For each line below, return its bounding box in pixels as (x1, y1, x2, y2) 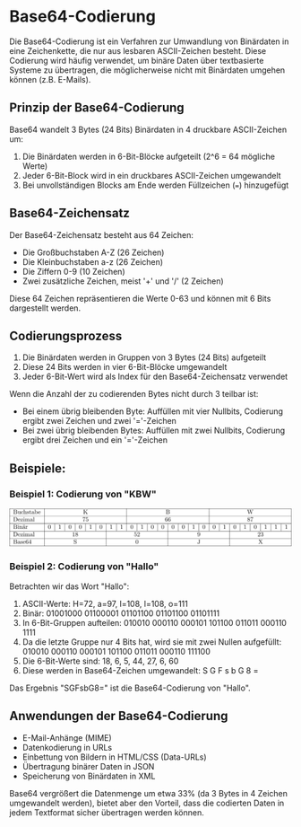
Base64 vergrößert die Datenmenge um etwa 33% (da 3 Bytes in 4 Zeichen (9, 787, 288, 798)
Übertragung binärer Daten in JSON (21, 761, 155, 771)
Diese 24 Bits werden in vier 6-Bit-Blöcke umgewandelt (21, 362, 228, 373)
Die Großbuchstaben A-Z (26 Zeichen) (21, 247, 165, 258)
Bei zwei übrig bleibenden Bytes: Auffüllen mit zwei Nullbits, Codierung (21, 425, 286, 436)
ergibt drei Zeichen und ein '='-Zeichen (21, 435, 168, 445)
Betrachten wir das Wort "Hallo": (9, 581, 130, 592)
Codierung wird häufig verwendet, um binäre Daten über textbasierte (9, 55, 264, 66)
